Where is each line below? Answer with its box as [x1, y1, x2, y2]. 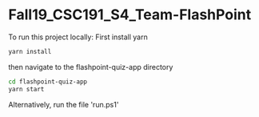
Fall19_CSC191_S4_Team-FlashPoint [8, 6, 252, 24]
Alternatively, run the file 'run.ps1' [8, 99, 119, 109]
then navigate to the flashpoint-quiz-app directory [8, 62, 173, 71]
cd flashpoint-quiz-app [8, 78, 88, 86]
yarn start [8, 85, 45, 93]
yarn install [8, 47, 52, 55]
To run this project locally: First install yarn [8, 32, 148, 42]
